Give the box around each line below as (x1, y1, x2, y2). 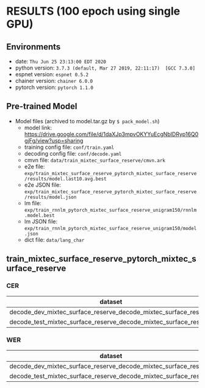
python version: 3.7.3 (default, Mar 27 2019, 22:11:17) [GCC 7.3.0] (15, 64, 196, 71)
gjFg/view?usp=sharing (24, 137, 84, 144)
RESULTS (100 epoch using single (6, 4, 181, 18)
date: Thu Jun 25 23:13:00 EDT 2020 (15, 58, 107, 65)
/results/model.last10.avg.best (24, 176, 107, 182)
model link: (24, 124, 52, 131)
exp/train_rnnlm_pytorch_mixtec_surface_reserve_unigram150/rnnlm (24, 207, 197, 213)
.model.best (24, 212, 55, 218)
